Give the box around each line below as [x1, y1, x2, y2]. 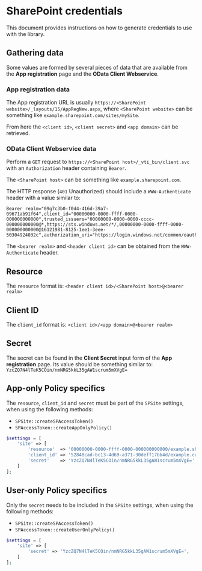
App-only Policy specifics [6, 383, 105, 394]
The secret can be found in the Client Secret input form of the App [6, 354, 173, 361]
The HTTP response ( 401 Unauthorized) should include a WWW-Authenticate [6, 188, 191, 195]
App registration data [6, 85, 70, 94]
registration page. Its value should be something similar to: [6, 360, 153, 367]
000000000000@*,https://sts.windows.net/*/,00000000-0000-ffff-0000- [6, 222, 185, 228]
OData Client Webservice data [6, 144, 97, 153]
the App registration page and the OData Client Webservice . [6, 70, 159, 77]
